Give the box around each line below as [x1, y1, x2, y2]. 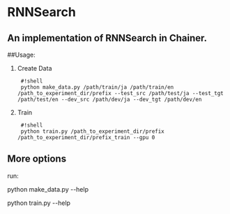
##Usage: [7, 50, 36, 59]
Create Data [17, 64, 52, 72]
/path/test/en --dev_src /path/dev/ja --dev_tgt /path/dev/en [17, 96, 202, 103]
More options [7, 153, 67, 165]
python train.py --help [7, 199, 71, 207]
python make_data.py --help [7, 185, 89, 193]
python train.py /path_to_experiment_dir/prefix [20, 128, 165, 135]
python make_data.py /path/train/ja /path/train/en [20, 84, 174, 91]
